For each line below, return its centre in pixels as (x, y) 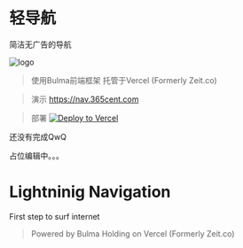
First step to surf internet (55, 216)
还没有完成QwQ (38, 136)
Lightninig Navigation (90, 192)
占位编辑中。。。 (36, 155)
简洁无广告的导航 (40, 44)
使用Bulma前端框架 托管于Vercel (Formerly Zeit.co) (124, 80)
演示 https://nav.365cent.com (85, 99)
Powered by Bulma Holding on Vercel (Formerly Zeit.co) (133, 233)
